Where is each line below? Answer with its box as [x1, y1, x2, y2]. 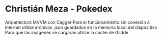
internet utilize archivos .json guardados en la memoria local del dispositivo [5, 24, 157, 30]
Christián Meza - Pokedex [5, 3, 113, 14]
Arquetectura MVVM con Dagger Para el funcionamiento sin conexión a [5, 19, 150, 25]
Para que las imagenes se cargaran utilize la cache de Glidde [5, 29, 129, 35]
